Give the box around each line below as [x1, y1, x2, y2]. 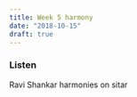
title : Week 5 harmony [9, 12, 93, 22]
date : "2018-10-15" [9, 21, 82, 30]
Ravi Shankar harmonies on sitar [9, 79, 128, 90]
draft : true [9, 29, 53, 38]
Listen [9, 59, 37, 71]
